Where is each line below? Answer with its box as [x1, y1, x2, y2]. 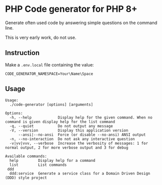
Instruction [5, 49, 40, 57]
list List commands [9, 162, 67, 167]
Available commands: [5, 154, 48, 158]
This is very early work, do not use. [5, 34, 77, 40]
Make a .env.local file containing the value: [5, 62, 94, 67]
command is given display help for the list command [5, 119, 115, 124]
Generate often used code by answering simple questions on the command [5, 20, 158, 26]
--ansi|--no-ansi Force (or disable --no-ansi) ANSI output [18, 132, 146, 137]
